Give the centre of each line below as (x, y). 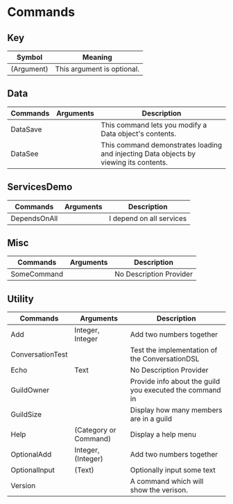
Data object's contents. (139, 133)
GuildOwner (30, 390)
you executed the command (175, 390)
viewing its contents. (135, 162)
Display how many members (176, 410)
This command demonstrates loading (162, 145)
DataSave (26, 129)
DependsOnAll (34, 218)
